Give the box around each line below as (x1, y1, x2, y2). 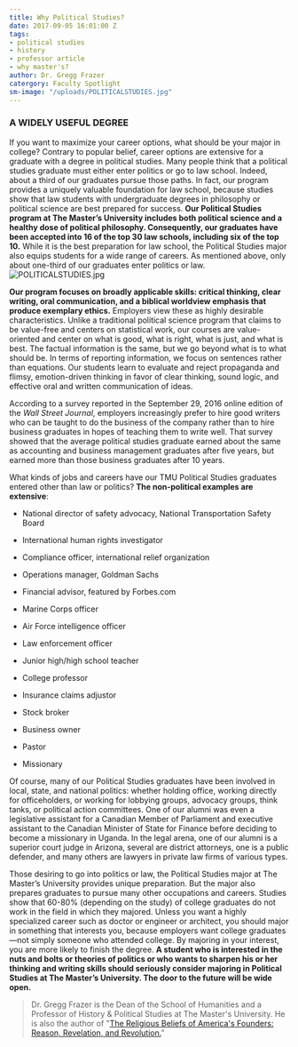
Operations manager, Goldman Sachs (21, 569, 160, 579)
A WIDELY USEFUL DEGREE (9, 116, 129, 129)
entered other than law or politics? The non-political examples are (9, 481, 254, 492)
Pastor (21, 741, 47, 752)
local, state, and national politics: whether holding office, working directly (9, 785, 278, 795)
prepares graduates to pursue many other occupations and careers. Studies (9, 887, 286, 898)
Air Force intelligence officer (21, 620, 126, 631)
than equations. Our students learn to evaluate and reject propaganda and (9, 362, 279, 372)
